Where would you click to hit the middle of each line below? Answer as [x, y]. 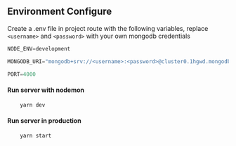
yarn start [36, 135]
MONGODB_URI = [26, 61]
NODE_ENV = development [39, 48]
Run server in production [45, 121]
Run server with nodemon [46, 90]
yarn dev [33, 105]
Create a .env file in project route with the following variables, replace [108, 28]
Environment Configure [60, 12]
